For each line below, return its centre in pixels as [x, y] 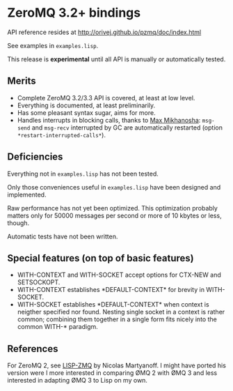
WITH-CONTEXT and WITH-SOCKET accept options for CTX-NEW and [119, 275]
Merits [22, 81]
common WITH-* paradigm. [58, 327]
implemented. [27, 194]
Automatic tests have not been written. [63, 236]
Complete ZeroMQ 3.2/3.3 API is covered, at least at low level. [106, 98]
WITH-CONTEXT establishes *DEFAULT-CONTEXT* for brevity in [111, 290]
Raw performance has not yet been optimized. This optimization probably [112, 208]
